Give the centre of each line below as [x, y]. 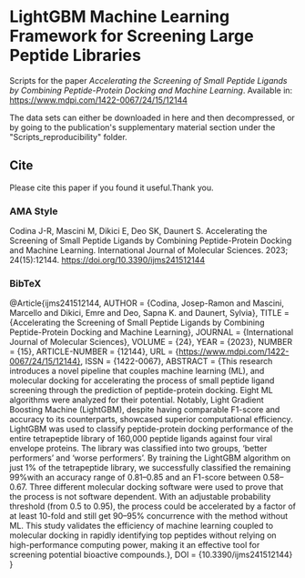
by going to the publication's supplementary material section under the [142, 127]
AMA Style [34, 211]
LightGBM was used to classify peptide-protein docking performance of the [152, 429]
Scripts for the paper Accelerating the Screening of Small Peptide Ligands [148, 80]
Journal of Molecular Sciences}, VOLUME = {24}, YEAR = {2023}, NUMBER [151, 342]
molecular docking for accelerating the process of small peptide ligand [142, 380]
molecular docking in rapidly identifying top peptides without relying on [143, 535]
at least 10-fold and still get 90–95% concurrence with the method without [149, 516]
